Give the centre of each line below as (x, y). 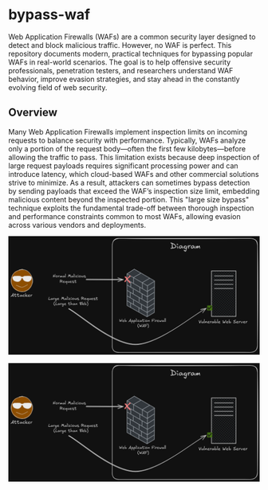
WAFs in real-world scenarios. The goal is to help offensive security (120, 62)
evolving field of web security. (58, 87)
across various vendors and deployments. (77, 225)
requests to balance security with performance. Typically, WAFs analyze (127, 140)
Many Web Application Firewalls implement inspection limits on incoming (128, 131)
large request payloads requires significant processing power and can (123, 166)
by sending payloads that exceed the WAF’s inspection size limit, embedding (134, 191)
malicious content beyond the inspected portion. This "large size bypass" (129, 199)
